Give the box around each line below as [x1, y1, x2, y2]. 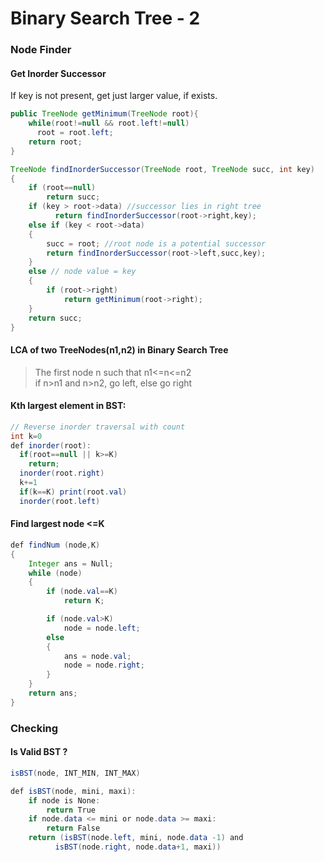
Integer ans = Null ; [28, 558, 114, 569]
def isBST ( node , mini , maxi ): [10, 786, 137, 796]
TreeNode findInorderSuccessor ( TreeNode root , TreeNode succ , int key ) [10, 164, 315, 174]
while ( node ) [28, 568, 83, 578]
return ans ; [28, 688, 78, 699]
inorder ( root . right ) [19, 468, 105, 479]
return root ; [28, 137, 83, 147]
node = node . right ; [63, 660, 145, 671]
